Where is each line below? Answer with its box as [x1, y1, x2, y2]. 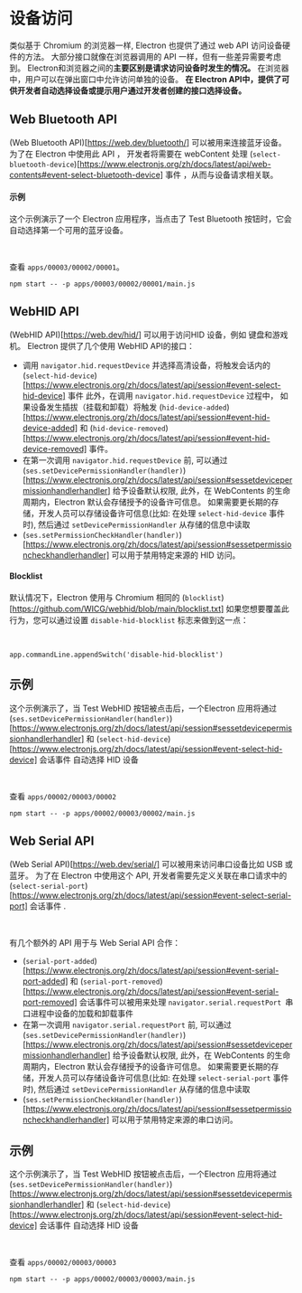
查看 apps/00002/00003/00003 [9, 1257, 117, 1268]
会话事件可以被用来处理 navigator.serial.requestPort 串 [78, 996, 294, 1007]
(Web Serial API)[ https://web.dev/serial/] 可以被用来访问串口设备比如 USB [9, 858, 283, 869]
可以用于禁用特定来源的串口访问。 [111, 1114, 239, 1125]
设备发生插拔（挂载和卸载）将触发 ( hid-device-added [30, 401, 227, 412]
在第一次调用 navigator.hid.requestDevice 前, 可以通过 [22, 454, 228, 466]
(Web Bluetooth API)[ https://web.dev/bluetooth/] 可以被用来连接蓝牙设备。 [9, 137, 287, 147]
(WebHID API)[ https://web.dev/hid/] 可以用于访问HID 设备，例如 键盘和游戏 [9, 329, 288, 340]
